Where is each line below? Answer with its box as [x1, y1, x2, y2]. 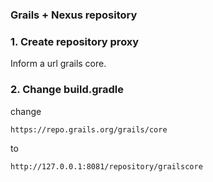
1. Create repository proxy [10, 34, 140, 48]
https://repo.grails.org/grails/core [10, 124, 168, 135]
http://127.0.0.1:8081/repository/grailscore [10, 161, 203, 172]
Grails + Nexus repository [10, 8, 138, 22]
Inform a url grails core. [10, 58, 107, 70]
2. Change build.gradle [10, 83, 124, 97]
